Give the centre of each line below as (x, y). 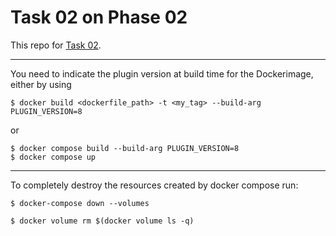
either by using (41, 84)
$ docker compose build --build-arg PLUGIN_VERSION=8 (125, 148)
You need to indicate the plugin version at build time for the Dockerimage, (162, 73)
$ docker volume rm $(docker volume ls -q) (102, 221)
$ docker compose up (53, 157)
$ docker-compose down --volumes (80, 203)
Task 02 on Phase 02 (99, 17)
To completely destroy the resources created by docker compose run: (154, 185)
